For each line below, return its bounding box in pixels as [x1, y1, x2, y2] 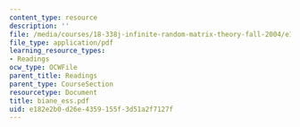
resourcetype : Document [9, 88, 98, 97]
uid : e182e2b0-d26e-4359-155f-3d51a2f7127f [9, 105, 174, 114]
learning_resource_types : [9, 47, 105, 55]
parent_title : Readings [9, 72, 98, 80]
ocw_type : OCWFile [9, 63, 78, 72]
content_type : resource [9, 13, 98, 22]
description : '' [9, 21, 70, 30]
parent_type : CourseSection [9, 80, 114, 89]
